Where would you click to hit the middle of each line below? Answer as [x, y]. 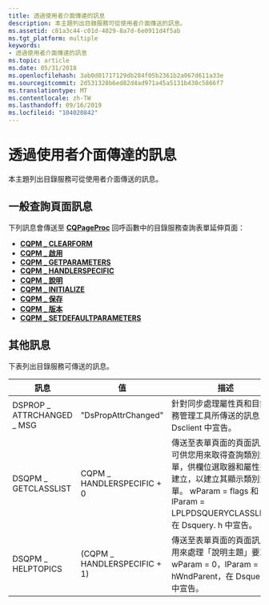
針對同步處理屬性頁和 [211, 403]
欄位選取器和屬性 [227, 467]
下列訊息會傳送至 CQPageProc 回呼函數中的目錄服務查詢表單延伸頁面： [127, 227]
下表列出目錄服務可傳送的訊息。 [61, 366]
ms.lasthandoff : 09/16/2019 [55, 105]
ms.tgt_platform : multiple [53, 38]
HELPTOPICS [37, 569]
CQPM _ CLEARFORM [56, 243]
